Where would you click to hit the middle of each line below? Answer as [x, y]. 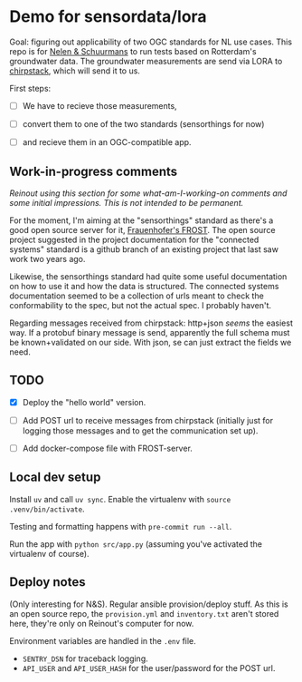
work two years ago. [47, 258]
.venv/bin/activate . [47, 509]
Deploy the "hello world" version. [84, 402]
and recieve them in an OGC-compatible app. [107, 142]
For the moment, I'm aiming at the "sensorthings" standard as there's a [142, 220]
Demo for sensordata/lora [108, 17]
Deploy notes [47, 582]
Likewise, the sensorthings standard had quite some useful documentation [148, 276]
